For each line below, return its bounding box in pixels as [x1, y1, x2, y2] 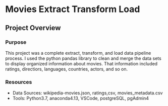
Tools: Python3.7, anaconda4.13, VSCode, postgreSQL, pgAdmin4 [12, 95, 149, 101]
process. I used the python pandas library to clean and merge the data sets [5, 55, 161, 61]
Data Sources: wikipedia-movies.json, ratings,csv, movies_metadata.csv [12, 90, 163, 96]
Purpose [5, 39, 27, 46]
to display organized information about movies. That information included [5, 60, 158, 66]
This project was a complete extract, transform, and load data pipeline [5, 50, 151, 56]
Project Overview [5, 24, 61, 32]
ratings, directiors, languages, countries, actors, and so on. [5, 66, 128, 72]
